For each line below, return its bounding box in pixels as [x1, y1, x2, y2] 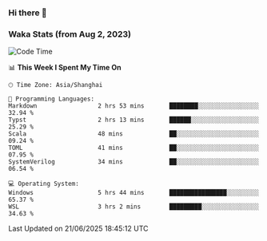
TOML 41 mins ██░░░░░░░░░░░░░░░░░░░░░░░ [8, 144, 260, 152]
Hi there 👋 [8, 7, 48, 18]
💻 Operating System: [8, 180, 80, 188]
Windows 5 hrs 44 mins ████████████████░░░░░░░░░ [8, 189, 260, 197]
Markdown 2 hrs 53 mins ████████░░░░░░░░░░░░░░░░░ [8, 102, 260, 110]
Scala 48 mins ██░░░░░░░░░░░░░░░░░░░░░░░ [8, 130, 260, 138]
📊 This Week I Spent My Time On [8, 63, 122, 73]
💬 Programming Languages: [8, 95, 94, 103]
